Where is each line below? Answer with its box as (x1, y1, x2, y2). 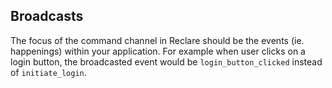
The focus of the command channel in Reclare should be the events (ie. (10, 34, 305, 46)
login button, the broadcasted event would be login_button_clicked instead (10, 55, 323, 68)
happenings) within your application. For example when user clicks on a (10, 45, 306, 57)
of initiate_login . (10, 66, 87, 78)
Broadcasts (10, 8, 84, 25)
